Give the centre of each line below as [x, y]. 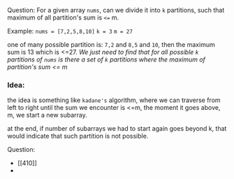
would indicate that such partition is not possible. [78, 136]
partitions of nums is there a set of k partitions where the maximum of [107, 59]
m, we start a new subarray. [47, 115]
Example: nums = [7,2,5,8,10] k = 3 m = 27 [70, 31]
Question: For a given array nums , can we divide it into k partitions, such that [116, 10]
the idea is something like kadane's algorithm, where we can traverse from [114, 100]
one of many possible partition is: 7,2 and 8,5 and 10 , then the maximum [111, 44]
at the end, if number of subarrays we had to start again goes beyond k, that [117, 129]
